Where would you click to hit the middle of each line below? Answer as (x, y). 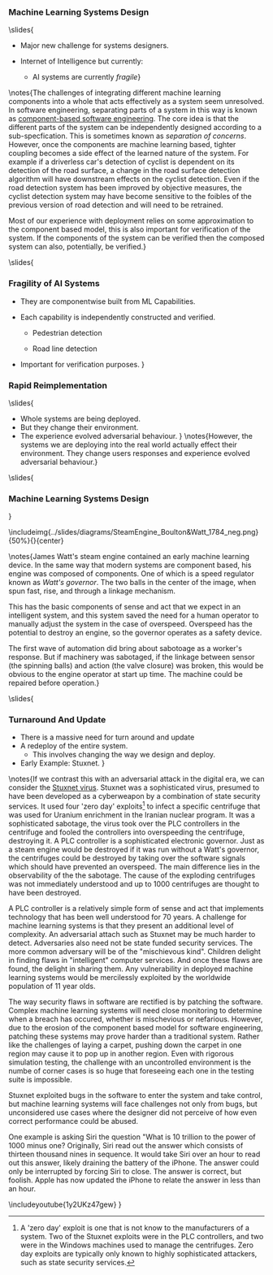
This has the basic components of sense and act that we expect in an (125, 607)
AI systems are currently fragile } (87, 77)
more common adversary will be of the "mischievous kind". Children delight (135, 952)
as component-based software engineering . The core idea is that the (124, 119)
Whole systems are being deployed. (80, 418)
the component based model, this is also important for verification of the (130, 229)
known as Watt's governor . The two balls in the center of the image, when (132, 583)
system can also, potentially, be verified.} (77, 247)
